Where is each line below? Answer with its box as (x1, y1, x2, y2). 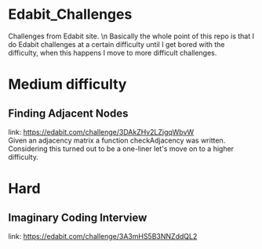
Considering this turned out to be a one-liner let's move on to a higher (8, 143, 234, 153)
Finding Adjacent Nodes (8, 106, 129, 120)
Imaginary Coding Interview (8, 211, 147, 224)
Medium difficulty (8, 76, 127, 93)
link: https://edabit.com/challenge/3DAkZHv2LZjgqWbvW (8, 127, 195, 136)
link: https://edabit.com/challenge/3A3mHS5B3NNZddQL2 (8, 231, 198, 240)
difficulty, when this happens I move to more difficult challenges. (8, 48, 217, 57)
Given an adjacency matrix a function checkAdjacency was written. (8, 135, 226, 145)
